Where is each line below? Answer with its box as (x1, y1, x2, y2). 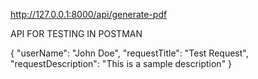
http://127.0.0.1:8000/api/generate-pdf (10, 9, 168, 20)
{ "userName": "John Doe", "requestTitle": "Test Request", (10, 47, 249, 59)
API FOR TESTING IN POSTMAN (10, 28, 143, 39)
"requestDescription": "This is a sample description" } (10, 58, 233, 69)
